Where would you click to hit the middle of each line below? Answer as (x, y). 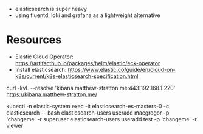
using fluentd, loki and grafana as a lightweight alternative (88, 15)
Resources (34, 40)
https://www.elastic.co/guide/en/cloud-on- (122, 69)
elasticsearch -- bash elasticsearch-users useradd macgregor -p (88, 113)
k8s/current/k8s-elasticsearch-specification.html (77, 76)
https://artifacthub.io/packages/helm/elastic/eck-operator (88, 63)
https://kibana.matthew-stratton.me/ (52, 94)
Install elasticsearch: (41, 69)
